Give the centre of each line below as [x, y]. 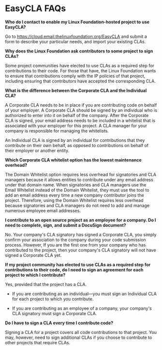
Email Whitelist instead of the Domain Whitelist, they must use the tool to [77, 190]
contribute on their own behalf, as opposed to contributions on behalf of [77, 145]
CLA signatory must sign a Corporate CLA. [54, 313]
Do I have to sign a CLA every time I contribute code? [59, 323]
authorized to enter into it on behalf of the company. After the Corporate [77, 115]
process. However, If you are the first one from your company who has [75, 245]
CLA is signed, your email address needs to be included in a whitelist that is [80, 120]
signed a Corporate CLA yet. [33, 255]
